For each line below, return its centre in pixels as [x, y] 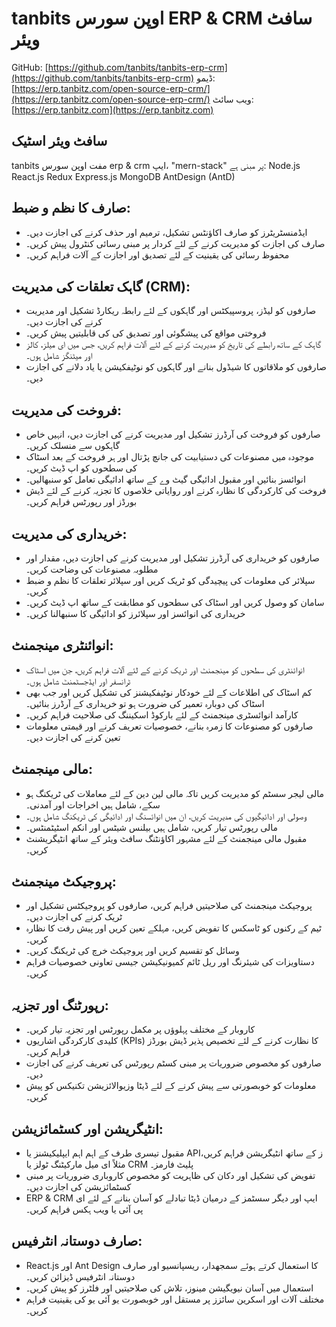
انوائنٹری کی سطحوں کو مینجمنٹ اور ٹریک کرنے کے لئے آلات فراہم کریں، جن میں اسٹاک [165, 669]
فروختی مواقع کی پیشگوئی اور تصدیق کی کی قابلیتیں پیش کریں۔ [146, 333]
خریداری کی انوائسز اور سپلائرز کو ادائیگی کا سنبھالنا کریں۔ [135, 613]
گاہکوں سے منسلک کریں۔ [73, 446]
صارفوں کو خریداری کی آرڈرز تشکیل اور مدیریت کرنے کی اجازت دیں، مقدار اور [172, 558]
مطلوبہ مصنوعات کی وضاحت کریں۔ [92, 569]
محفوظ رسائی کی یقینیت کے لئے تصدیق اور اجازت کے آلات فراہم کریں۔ [157, 254]
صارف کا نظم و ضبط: [71, 208]
